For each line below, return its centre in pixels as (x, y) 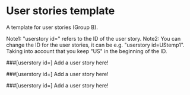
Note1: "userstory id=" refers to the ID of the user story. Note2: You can (94, 38)
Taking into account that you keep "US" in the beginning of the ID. (87, 51)
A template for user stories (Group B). (52, 27)
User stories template (61, 11)
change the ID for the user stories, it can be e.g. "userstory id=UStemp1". (96, 45)
